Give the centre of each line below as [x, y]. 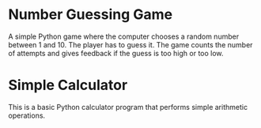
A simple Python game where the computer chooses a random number [124, 36]
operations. [27, 115]
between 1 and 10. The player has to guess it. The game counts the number [130, 44]
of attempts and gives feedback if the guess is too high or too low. [116, 53]
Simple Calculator [68, 85]
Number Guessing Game [91, 15]
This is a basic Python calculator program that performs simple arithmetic [128, 107]
